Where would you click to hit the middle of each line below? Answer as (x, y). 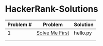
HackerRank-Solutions (52, 9)
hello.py (83, 33)
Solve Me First (53, 33)
